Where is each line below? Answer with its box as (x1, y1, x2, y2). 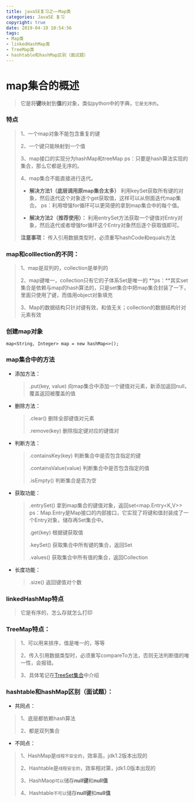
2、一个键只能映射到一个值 (20, 142, 86, 149)
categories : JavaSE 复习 (6, 14, 65, 20)
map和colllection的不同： (6, 250, 80, 258)
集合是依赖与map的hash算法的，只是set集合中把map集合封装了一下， (20, 285, 189, 292)
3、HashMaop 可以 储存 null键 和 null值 (20, 777, 108, 784)
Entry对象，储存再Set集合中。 (34, 516, 107, 523)
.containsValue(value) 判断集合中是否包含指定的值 (29, 464, 150, 471)
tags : (6, 30, 19, 36)
